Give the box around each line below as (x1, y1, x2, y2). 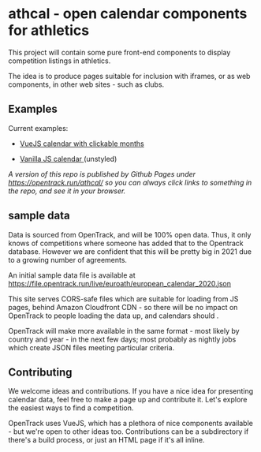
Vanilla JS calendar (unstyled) (19, 154, 117, 163)
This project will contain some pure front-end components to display (8, 47, 231, 57)
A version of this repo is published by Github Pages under (8, 169, 196, 178)
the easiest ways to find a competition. (8, 403, 134, 413)
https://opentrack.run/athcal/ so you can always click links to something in (8, 177, 252, 187)
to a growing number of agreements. (8, 255, 128, 264)
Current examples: (8, 123, 69, 133)
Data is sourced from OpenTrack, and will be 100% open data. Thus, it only (8, 230, 252, 239)
